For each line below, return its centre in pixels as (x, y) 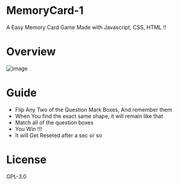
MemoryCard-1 (45, 11)
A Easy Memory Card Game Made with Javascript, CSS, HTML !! (86, 27)
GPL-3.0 (17, 177)
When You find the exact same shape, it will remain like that (89, 116)
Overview (31, 52)
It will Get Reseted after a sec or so (59, 135)
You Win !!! (28, 129)
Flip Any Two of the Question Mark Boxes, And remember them (94, 109)
